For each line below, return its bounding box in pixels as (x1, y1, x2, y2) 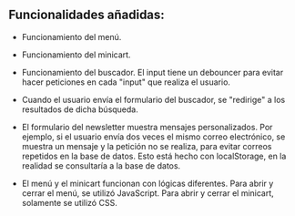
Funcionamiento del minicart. (21, 49, 131, 60)
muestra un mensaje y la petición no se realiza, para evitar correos (21, 140, 272, 151)
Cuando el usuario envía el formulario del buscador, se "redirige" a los (21, 94, 286, 105)
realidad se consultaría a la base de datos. (21, 159, 181, 171)
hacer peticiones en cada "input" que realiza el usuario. (21, 77, 231, 87)
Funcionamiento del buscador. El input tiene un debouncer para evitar (21, 67, 284, 77)
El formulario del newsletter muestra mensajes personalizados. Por (21, 121, 273, 132)
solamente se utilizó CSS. (21, 197, 117, 208)
